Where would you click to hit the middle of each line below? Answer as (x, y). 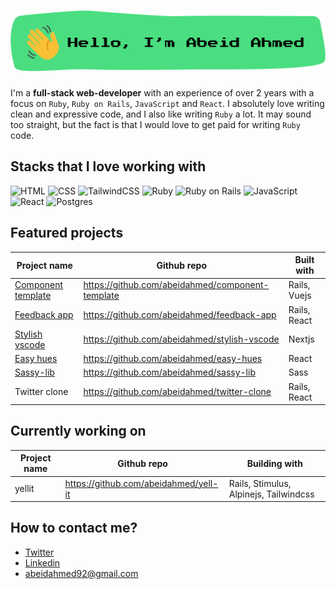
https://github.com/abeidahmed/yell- (141, 483)
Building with (274, 463)
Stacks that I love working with (108, 166)
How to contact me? (74, 528)
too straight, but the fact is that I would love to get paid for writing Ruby (155, 124)
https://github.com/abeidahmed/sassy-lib (169, 372)
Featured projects (67, 233)
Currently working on (78, 431)
